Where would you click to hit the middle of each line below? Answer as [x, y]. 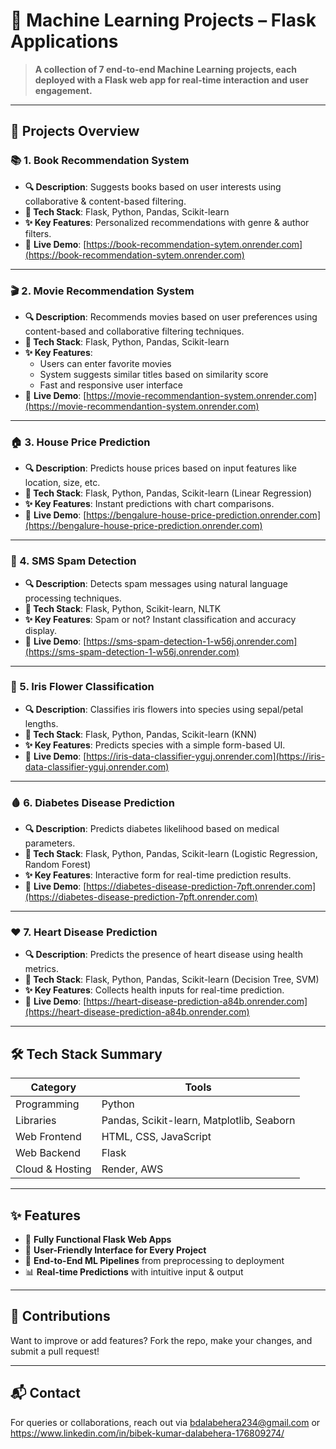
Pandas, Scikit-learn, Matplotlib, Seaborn [198, 1121]
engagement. [63, 90]
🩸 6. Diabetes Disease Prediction [92, 802]
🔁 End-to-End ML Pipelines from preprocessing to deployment [154, 1261]
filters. [38, 233]
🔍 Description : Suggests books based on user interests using [153, 186]
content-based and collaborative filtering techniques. [134, 331]
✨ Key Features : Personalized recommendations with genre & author [167, 222]
